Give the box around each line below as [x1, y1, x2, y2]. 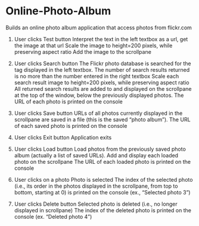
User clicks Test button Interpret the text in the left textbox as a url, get [14, 35, 188, 42]
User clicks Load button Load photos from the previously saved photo [14, 145, 186, 152]
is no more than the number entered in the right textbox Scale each [14, 72, 179, 80]
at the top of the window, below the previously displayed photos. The [14, 91, 184, 99]
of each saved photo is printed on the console [14, 122, 128, 129]
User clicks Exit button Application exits [14, 133, 112, 141]
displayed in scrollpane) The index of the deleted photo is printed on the [14, 206, 192, 213]
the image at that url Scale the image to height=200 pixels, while [14, 42, 173, 49]
